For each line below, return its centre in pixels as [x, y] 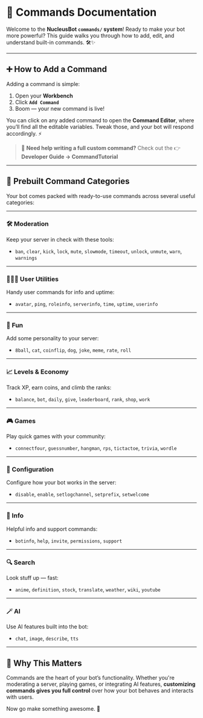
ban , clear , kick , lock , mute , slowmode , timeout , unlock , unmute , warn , [98, 251]
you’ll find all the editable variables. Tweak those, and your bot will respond [100, 127]
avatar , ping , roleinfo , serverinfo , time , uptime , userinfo [86, 304]
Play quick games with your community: [56, 436]
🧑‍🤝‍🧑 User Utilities [33, 279]
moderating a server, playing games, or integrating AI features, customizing [101, 684]
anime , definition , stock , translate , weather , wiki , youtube [88, 589]
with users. [20, 697]
